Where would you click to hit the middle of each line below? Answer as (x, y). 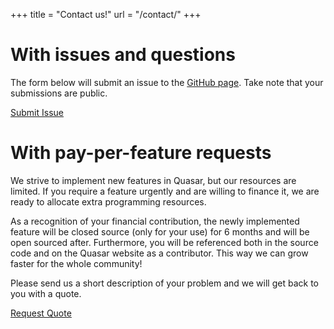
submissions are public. (59, 93)
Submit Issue (37, 112)
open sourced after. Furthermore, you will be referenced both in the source (164, 242)
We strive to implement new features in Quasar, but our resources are (153, 180)
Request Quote (41, 313)
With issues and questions (123, 55)
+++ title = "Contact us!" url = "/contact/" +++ (106, 14)
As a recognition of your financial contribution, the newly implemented (155, 221)
